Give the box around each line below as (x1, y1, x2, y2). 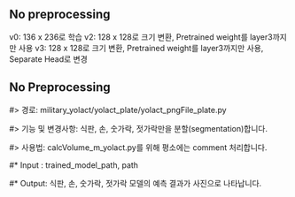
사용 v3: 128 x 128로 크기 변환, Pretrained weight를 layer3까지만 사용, (18, 42, 264, 53)
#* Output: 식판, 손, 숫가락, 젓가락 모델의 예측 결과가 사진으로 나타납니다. (9, 178, 262, 188)
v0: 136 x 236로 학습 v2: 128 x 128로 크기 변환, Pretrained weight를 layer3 (9, 31, 273, 42)
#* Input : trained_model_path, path (9, 159, 139, 170)
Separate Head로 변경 (9, 53, 89, 64)
